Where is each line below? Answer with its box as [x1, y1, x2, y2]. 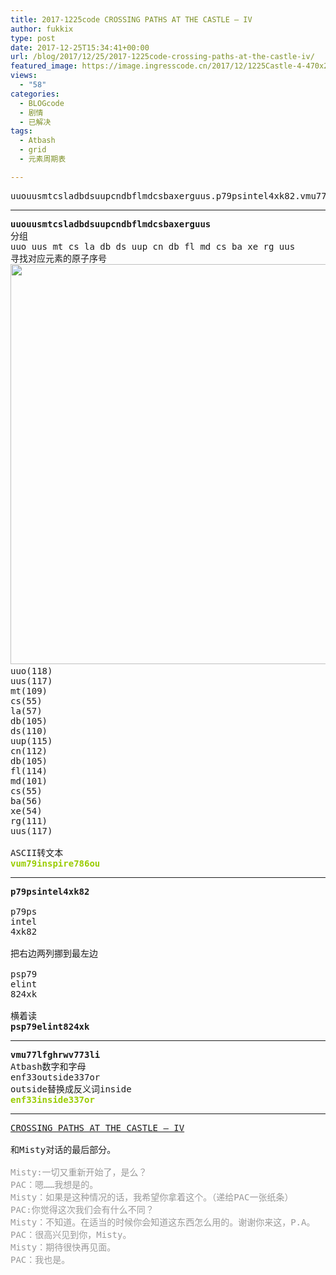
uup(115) [10, 735, 53, 746]
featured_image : [10, 61, 78, 71]
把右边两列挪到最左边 [10, 947, 98, 959]
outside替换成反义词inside [10, 1083, 132, 1095]
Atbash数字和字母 [10, 1061, 87, 1072]
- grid [19, 145, 47, 155]
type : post [10, 33, 56, 43]
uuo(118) [10, 665, 53, 676]
